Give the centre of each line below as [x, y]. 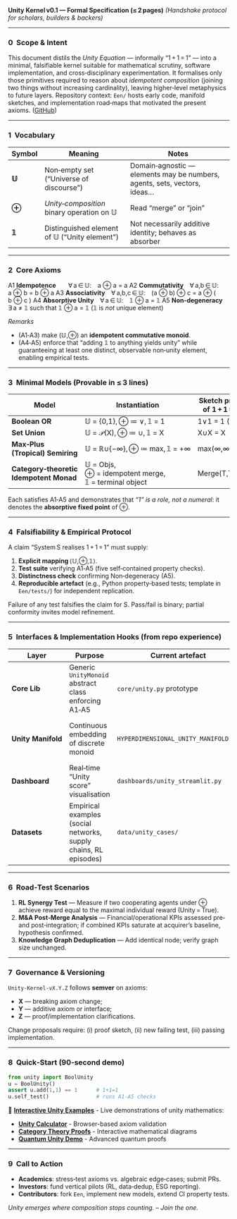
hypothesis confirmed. [51, 933]
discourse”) [63, 188]
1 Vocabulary [32, 135]
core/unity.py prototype [158, 689]
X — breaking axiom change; [60, 1002]
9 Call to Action [36, 1164]
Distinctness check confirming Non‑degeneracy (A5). [97, 576]
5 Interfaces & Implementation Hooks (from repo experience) [115, 637]
